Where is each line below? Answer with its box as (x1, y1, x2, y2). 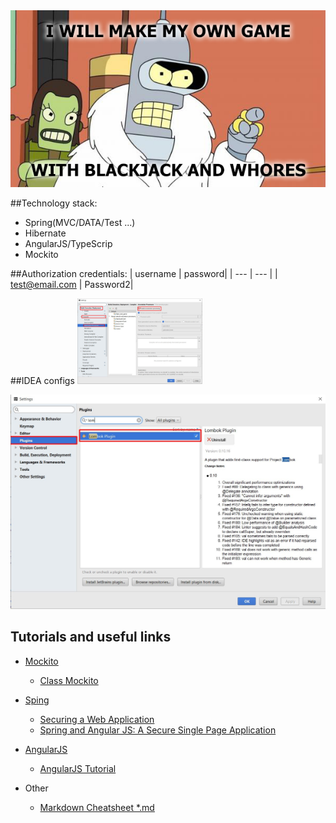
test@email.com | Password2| (10, 279, 134, 291)
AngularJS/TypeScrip (24, 238, 113, 250)
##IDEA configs (10, 374, 75, 386)
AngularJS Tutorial (39, 762, 117, 774)
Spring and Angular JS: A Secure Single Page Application (39, 724, 277, 736)
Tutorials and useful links (10, 629, 172, 646)
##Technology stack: (10, 197, 98, 209)
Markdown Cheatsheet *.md (39, 801, 155, 813)
